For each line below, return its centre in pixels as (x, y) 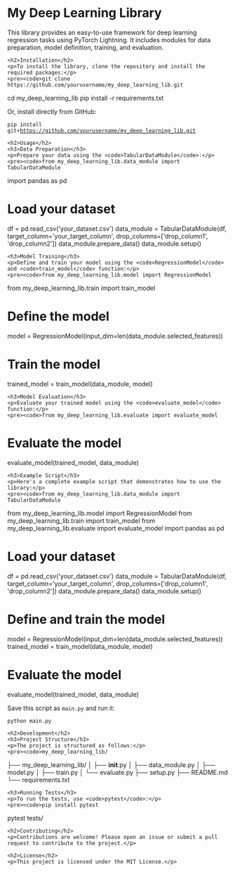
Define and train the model (86, 619)
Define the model (59, 316)
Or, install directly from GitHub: (52, 111)
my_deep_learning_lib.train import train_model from (81, 520)
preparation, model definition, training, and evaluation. (86, 47)
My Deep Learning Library (85, 13)
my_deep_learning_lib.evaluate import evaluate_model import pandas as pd (116, 528)
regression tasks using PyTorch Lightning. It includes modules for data (109, 39)
